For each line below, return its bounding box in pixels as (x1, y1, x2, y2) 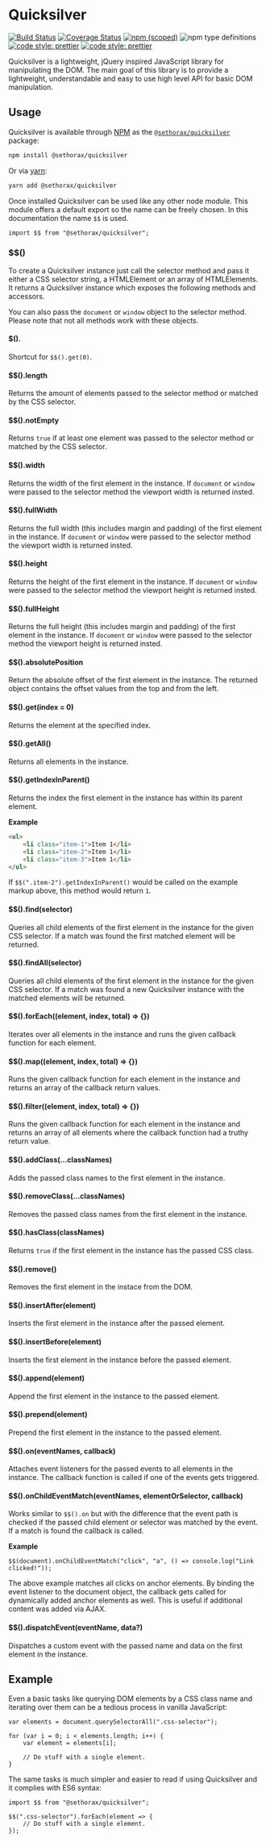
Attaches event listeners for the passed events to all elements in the (8, 1464, 234, 1473)
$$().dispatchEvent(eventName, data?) (8, 1623, 143, 1632)
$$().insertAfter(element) (8, 1300, 97, 1310)
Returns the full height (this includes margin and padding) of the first (8, 622, 236, 631)
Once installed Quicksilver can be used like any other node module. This (8, 196, 248, 206)
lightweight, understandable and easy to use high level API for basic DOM (8, 73, 253, 83)
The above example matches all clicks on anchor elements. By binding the (8, 1578, 255, 1588)
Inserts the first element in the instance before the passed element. (8, 1355, 232, 1365)
